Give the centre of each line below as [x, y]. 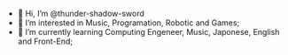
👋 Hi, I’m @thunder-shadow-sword [81, 14]
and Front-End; [45, 41]
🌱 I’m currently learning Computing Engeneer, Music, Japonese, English [148, 32]
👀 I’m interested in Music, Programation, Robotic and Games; [128, 23]
